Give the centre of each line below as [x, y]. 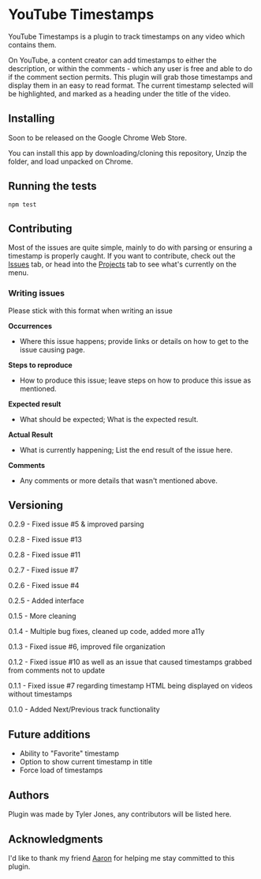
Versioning [35, 506]
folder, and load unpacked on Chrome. [71, 161]
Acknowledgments [56, 839]
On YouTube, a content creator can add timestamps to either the [112, 60]
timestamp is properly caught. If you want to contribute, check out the [122, 256]
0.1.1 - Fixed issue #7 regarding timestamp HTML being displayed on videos [130, 686]
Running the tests [52, 186]
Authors [29, 795]
